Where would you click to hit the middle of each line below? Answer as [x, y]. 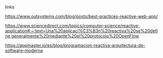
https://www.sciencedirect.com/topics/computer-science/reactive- [73, 26]
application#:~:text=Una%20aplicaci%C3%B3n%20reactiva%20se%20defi [81, 31]
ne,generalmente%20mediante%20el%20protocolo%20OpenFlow [72, 36]
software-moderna [24, 51]
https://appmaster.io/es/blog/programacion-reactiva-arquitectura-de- [75, 45]
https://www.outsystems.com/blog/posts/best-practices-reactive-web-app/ [81, 16]
